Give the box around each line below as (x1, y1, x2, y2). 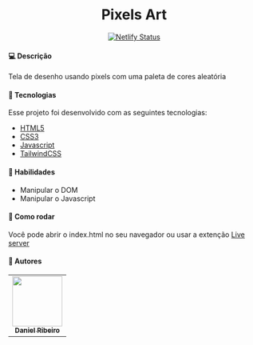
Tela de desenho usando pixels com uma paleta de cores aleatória (8, 72, 227, 82)
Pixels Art (101, 6, 168, 24)
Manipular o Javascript (19, 194, 96, 203)
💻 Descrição (8, 50, 52, 61)
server (8, 238, 30, 247)
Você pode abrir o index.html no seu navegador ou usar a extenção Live (8, 230, 245, 239)
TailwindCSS (19, 149, 62, 158)
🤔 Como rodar (8, 212, 55, 222)
